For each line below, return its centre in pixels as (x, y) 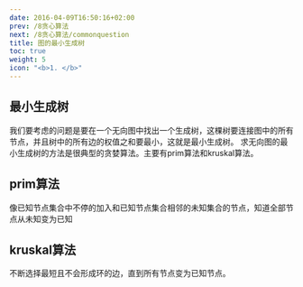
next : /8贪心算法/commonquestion (69, 34)
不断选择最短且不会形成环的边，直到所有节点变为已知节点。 (120, 273)
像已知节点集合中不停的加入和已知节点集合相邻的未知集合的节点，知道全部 (147, 208)
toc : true (28, 51)
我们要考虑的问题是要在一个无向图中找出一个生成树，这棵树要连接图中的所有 (151, 130)
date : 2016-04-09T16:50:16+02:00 (72, 18)
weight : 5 (28, 60)
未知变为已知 (49, 218)
